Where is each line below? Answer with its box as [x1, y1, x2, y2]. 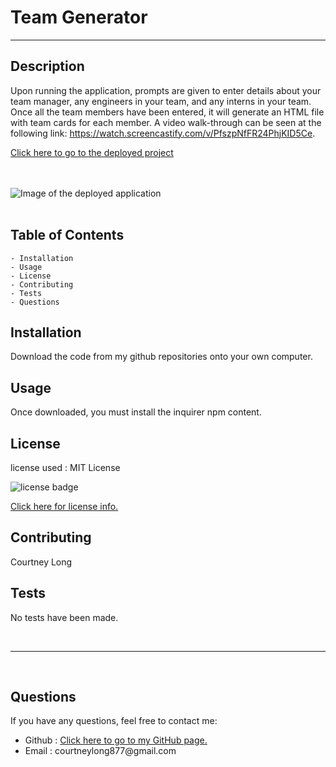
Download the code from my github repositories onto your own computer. [10, 351, 313, 363]
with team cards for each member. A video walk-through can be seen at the [10, 116, 322, 128]
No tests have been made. [10, 611, 119, 623]
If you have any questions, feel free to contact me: [10, 715, 218, 727]
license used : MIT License [10, 462, 121, 473]
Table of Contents [10, 227, 125, 244]
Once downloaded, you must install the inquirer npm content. [10, 406, 262, 418]
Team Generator [10, 6, 148, 29]
